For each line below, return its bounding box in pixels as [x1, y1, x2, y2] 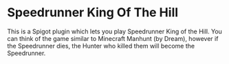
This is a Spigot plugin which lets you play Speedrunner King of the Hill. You [7, 27, 222, 35]
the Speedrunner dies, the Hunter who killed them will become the [7, 42, 195, 50]
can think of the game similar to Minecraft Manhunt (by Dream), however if [7, 34, 219, 42]
